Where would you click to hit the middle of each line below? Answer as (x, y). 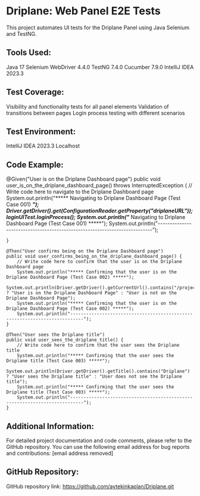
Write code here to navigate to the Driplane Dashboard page (80, 192)
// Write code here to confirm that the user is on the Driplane (100, 262)
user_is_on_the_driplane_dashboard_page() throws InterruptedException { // (99, 186)
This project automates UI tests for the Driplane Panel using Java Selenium (98, 27)
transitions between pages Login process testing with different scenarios (96, 113)
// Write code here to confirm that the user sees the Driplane (98, 345)
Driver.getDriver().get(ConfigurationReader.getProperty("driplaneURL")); (100, 211)
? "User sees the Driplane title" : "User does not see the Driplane (94, 377)
